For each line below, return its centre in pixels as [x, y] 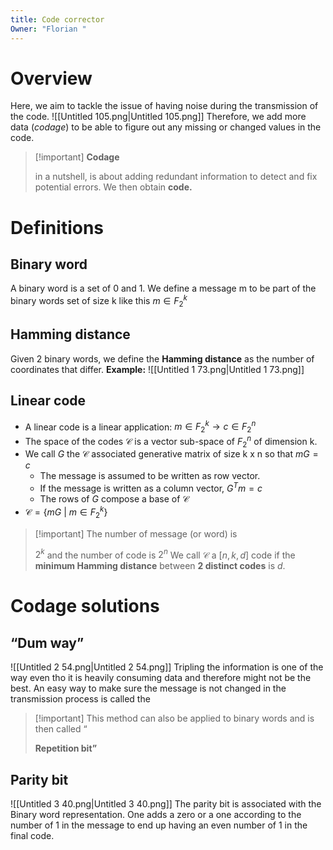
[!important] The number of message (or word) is [136, 533]
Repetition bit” [66, 748]
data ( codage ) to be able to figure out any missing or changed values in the [166, 127]
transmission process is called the [80, 699]
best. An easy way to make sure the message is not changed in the [148, 688]
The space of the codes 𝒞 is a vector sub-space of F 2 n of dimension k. [171, 441]
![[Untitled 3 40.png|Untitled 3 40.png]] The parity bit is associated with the [166, 804]
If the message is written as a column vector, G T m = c [151, 488]
